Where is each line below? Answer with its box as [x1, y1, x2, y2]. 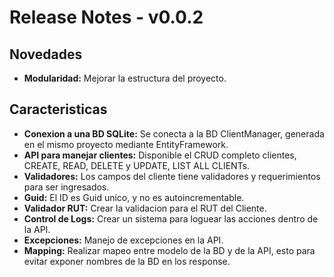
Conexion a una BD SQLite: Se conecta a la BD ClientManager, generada [23, 127, 325, 140]
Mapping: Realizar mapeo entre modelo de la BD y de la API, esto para [23, 244, 316, 256]
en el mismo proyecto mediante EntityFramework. [23, 138, 229, 150]
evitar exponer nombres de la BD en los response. [23, 255, 231, 267]
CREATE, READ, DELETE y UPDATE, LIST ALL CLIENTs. [23, 159, 251, 171]
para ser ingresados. [23, 181, 110, 193]
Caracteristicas [9, 101, 108, 118]
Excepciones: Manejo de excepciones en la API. [23, 234, 224, 246]
